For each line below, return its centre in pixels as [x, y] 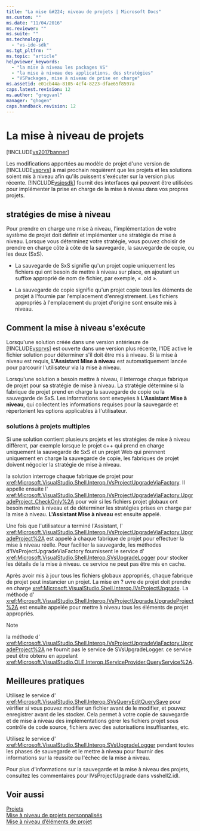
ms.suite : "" [22, 34]
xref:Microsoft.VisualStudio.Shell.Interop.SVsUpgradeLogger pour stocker [97, 558]
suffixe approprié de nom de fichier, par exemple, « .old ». [86, 278]
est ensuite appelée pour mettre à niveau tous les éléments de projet [104, 608]
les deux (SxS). [25, 254]
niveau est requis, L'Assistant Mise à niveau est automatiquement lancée [96, 361]
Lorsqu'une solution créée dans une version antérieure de [78, 342]
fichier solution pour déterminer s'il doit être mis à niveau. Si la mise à [92, 355]
